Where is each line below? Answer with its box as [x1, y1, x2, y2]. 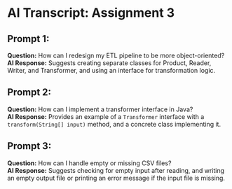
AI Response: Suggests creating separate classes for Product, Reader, [7, 59, 212, 67]
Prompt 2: [7, 86, 51, 99]
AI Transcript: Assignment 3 [7, 5, 175, 21]
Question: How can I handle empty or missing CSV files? [7, 159, 172, 167]
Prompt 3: [7, 140, 52, 152]
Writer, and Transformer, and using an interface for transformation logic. [7, 66, 216, 74]
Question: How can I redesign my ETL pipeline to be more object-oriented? [7, 51, 225, 59]
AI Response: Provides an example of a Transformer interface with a [7, 112, 205, 120]
